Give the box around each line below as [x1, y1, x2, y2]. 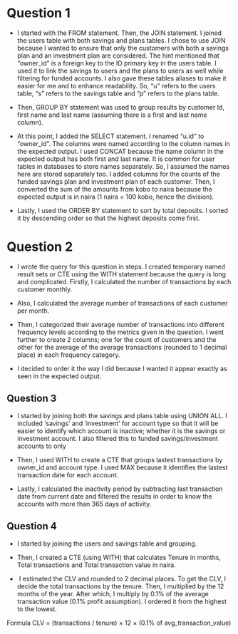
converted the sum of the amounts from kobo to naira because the [16, 185, 213, 193]
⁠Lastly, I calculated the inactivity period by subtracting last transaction [16, 484, 223, 493]
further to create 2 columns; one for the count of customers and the [16, 335, 217, 343]
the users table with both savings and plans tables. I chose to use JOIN [16, 36, 226, 44]
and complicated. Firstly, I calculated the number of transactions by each [16, 277, 232, 286]
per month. [16, 306, 50, 315]
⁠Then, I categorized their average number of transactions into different [16, 320, 225, 328]
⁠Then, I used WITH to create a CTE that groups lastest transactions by [16, 455, 223, 464]
